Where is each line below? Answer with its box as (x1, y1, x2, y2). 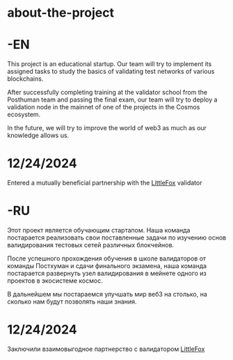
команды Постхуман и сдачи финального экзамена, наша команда (7, 262, 207, 269)
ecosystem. (7, 110, 41, 119)
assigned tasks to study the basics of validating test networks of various (7, 68, 215, 76)
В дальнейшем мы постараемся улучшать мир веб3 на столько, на (7, 290, 207, 298)
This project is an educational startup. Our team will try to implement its (7, 60, 212, 68)
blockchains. (7, 75, 44, 83)
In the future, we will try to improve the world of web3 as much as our (7, 124, 207, 132)
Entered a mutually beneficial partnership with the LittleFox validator (7, 179, 202, 187)
